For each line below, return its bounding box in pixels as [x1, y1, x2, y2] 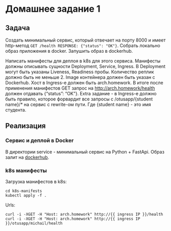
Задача [5, 24, 30, 32]
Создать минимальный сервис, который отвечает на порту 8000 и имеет [5, 37, 166, 43]
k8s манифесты [5, 167, 47, 174]
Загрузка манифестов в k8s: [5, 178, 67, 184]
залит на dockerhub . [5, 154, 50, 160]
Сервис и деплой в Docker [5, 137, 74, 144]
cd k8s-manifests [5, 188, 42, 194]
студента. [5, 107, 27, 113]
